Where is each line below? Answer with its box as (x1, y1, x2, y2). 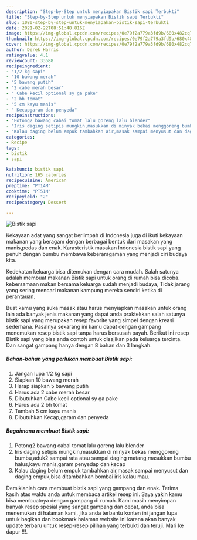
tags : (6, 145, 19, 151)
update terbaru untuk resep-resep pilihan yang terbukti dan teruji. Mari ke (6, 522, 184, 529)
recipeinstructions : (6, 112, 57, 118)
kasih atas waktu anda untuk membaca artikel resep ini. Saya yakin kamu (6, 491, 183, 498)
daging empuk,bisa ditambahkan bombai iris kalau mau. (14, 473, 150, 480)
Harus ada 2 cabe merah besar (14, 389, 90, 396)
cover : (6, 42, 22, 48)
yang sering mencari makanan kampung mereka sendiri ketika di (6, 287, 162, 294)
